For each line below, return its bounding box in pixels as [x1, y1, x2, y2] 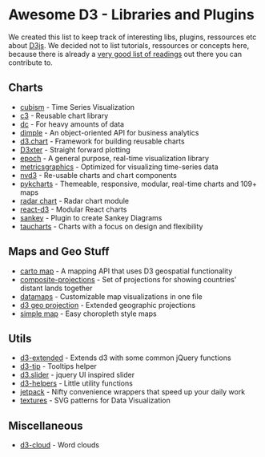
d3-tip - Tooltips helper [19, 362, 98, 371]
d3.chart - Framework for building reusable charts [19, 136, 186, 146]
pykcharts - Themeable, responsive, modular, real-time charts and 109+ [19, 179, 258, 188]
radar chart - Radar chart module [19, 196, 130, 205]
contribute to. [8, 58, 54, 67]
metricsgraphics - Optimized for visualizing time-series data [19, 162, 219, 172]
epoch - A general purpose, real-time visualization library [19, 153, 210, 163]
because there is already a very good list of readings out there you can [8, 49, 243, 59]
